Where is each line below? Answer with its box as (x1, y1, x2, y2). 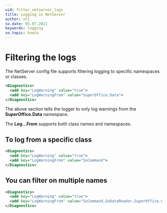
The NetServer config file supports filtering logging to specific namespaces (5, 68, 160, 74)
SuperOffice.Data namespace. (5, 111, 69, 117)
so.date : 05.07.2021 (5, 21, 48, 26)
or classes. (5, 73, 28, 80)
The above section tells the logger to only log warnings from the (5, 106, 137, 112)
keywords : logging (5, 26, 43, 31)
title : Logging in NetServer (5, 12, 66, 17)
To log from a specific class (5, 135, 92, 144)
